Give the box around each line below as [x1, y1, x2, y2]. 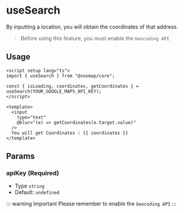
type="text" [17, 114, 46, 120]
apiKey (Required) [6, 169, 59, 177]
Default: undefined [14, 189, 60, 196]
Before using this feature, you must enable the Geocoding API [20, 34, 170, 42]
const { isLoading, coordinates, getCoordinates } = [6, 83, 139, 89]
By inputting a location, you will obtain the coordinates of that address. [6, 23, 179, 30]
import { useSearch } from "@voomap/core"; [6, 72, 115, 79]
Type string [14, 182, 45, 190]
